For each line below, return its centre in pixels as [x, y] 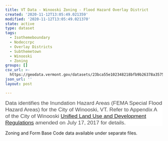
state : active [20, 24]
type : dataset [20, 28]
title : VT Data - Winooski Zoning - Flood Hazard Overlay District [77, 10]
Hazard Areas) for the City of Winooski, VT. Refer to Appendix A [81, 109]
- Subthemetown [25, 51]
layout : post [19, 84]
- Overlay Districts [31, 47]
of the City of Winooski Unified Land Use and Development [76, 116]
